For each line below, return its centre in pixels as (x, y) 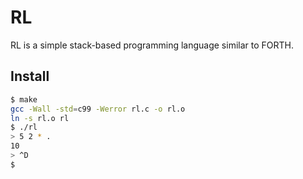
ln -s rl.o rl (40, 118)
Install (30, 76)
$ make (24, 99)
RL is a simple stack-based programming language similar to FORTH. (152, 45)
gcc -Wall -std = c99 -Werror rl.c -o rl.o (98, 109)
